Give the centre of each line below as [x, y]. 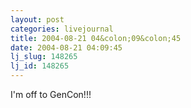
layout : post [37, 19]
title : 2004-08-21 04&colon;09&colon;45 [96, 38]
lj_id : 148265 [40, 66]
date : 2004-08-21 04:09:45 [66, 47]
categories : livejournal [62, 29]
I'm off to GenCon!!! [51, 94]
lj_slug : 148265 [44, 57]
